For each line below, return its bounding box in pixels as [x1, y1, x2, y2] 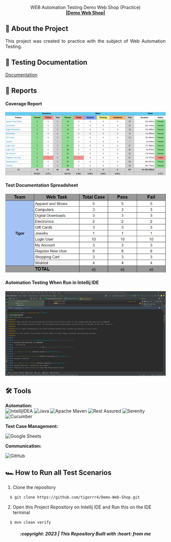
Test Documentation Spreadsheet [5, 182, 78, 188]
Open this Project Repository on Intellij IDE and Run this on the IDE [12, 504, 152, 510]
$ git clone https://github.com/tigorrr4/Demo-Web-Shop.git [10, 495, 140, 500]
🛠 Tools [5, 386, 32, 395]
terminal [12, 509, 31, 516]
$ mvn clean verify [10, 520, 51, 525]
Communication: [5, 443, 42, 449]
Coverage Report [5, 100, 42, 106]
